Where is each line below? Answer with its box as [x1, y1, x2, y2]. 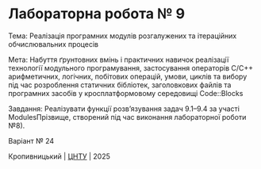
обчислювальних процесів [8, 39, 99, 48]
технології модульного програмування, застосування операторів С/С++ [8, 63, 254, 72]
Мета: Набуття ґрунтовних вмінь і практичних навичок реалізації [8, 55, 229, 64]
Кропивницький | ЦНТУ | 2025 [8, 152, 111, 161]
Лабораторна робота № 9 [8, 5, 185, 23]
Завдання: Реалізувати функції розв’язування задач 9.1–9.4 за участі [8, 104, 240, 113]
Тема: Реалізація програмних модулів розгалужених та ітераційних [8, 31, 237, 40]
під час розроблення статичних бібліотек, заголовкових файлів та [8, 80, 232, 90]
